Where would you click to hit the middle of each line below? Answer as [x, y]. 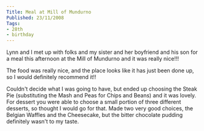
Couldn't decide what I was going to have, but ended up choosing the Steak [102, 89]
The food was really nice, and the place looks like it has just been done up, [100, 70]
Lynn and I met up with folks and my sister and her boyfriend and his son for [102, 52]
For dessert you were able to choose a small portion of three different [94, 102]
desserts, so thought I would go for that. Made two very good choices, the [100, 108]
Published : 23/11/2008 [35, 18]
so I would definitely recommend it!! [51, 77]
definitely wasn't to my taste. [43, 122]
